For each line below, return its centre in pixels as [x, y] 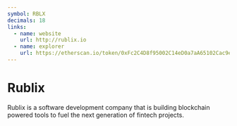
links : [17, 27]
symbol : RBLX [26, 14]
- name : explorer [39, 46]
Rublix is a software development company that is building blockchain [109, 107]
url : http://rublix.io [53, 40]
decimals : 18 [26, 20]
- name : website [37, 33]
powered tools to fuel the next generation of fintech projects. [96, 115]
